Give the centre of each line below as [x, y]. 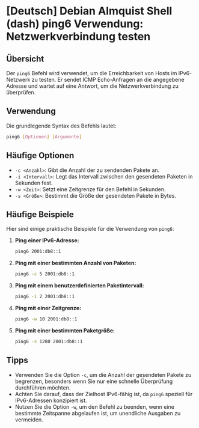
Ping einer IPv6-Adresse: [47, 240]
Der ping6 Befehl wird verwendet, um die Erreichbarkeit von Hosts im [92, 73]
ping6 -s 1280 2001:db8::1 [49, 341]
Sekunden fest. [34, 183]
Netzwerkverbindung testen [78, 37]
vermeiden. [29, 420]
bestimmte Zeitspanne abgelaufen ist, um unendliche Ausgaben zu [98, 413]
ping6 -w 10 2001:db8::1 [46, 319]
